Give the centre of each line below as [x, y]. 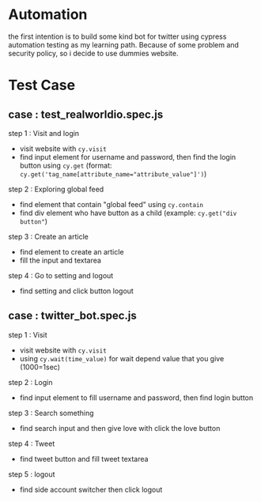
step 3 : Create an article [48, 236]
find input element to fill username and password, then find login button [136, 398]
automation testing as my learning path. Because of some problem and [124, 44]
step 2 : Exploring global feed [56, 189]
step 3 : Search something [51, 413]
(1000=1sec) [40, 367]
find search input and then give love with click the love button [120, 428]
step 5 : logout [32, 474]
